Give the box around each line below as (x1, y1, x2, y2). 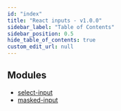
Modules (7, 69, 47, 81)
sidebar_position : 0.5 (7, 30, 74, 37)
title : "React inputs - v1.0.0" (7, 17, 102, 24)
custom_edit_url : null (7, 43, 74, 50)
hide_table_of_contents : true (7, 37, 96, 44)
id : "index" (7, 10, 42, 18)
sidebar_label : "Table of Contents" (7, 23, 115, 30)
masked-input (17, 95, 58, 104)
